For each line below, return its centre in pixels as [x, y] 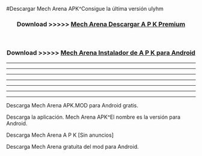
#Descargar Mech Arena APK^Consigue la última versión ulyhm [85, 9]
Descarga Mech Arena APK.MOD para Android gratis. [72, 105]
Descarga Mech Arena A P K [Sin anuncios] [60, 135]
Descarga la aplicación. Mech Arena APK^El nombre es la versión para [93, 117]
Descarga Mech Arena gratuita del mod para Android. [73, 146]
